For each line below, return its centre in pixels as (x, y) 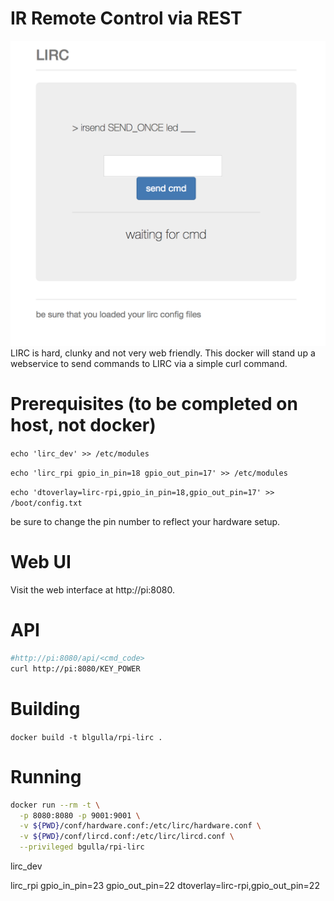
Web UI (41, 562)
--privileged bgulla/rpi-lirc (82, 847)
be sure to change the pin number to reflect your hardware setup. (145, 522)
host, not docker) (83, 425)
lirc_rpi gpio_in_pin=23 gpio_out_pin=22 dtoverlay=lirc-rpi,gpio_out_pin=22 (165, 885)
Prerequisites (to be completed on (154, 404)
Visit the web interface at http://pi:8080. (93, 590)
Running (46, 776)
